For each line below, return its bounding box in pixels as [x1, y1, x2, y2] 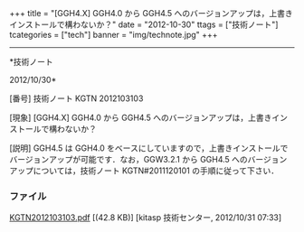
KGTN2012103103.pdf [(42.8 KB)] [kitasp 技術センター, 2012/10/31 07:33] [9, 212, 282, 223]
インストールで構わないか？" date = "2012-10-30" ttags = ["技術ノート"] [9, 19, 279, 30]
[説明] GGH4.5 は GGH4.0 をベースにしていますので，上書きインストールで [9, 143, 289, 153]
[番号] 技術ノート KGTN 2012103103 [9, 93, 144, 104]
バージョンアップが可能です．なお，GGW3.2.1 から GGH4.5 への [9, 154, 249, 164]
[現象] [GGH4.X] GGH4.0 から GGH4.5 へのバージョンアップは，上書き [9, 112, 272, 123]
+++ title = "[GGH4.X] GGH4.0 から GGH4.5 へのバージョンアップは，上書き [9, 8, 294, 18]
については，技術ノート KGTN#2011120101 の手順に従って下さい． [33, 165, 279, 176]
